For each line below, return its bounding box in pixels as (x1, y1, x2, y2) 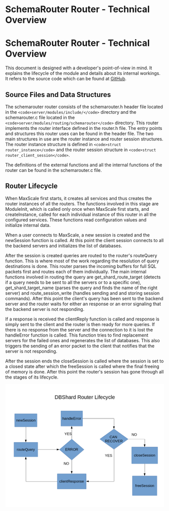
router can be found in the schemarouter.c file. (5, 167, 102, 173)
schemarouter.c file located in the (5, 114, 75, 120)
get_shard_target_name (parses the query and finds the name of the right (5, 285, 158, 291)
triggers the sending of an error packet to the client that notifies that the (5, 343, 155, 349)
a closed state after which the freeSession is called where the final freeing (5, 363, 160, 369)
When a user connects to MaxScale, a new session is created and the (5, 231, 150, 238)
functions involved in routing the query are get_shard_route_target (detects (5, 274, 161, 280)
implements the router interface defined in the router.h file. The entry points (5, 125, 162, 131)
